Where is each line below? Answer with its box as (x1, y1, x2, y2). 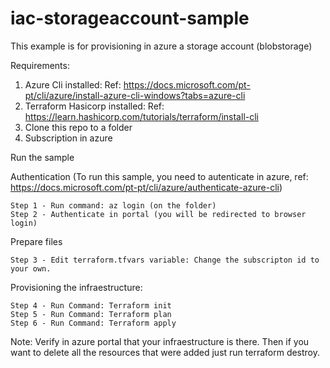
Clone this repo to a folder (24, 121, 133, 133)
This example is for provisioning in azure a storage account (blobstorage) (10, 40, 313, 52)
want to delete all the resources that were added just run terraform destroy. (10, 346, 321, 358)
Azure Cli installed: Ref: (24, 78, 122, 91)
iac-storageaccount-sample (10, 7, 250, 30)
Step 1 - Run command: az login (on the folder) (10, 200, 217, 211)
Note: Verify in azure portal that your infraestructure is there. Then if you (10, 335, 310, 347)
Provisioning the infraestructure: (10, 281, 143, 293)
